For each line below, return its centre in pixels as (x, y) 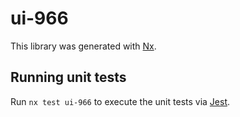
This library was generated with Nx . (83, 46)
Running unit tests (68, 77)
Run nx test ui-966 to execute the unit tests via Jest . (120, 101)
